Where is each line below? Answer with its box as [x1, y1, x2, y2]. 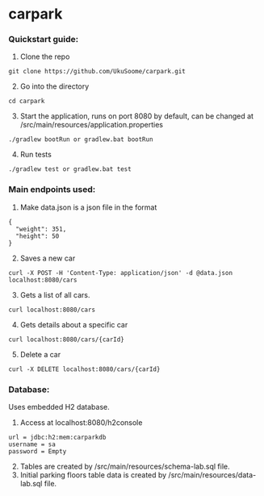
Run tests [19, 150, 52, 160]
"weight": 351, [15, 225, 67, 233]
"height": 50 [15, 231, 60, 240]
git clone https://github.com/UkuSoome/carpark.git [8, 68, 186, 76]
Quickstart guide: [8, 34, 79, 45]
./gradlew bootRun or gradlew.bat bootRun [8, 135, 153, 144]
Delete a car [19, 349, 61, 359]
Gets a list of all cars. [19, 290, 90, 299]
